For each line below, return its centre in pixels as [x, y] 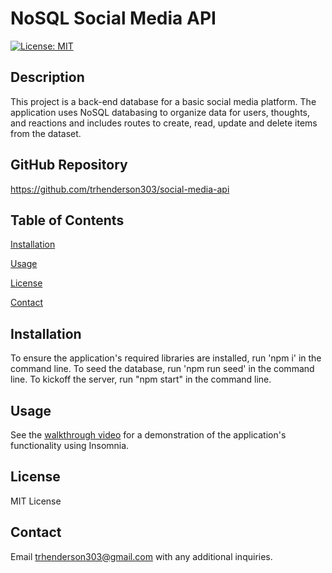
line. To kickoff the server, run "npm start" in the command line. [141, 379]
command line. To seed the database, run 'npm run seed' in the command [162, 369]
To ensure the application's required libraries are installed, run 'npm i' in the [166, 358]
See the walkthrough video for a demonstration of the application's [148, 435]
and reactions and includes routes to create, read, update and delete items [164, 123]
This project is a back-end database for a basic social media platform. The [163, 101]
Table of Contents [67, 220]
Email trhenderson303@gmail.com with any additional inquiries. [141, 556]
